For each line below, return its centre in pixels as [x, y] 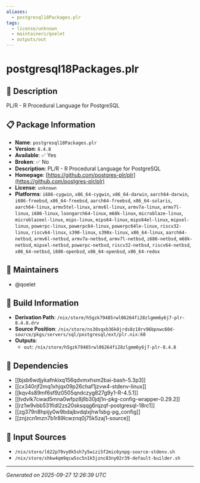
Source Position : [35, 329]
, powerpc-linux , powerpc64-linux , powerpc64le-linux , [93, 225]
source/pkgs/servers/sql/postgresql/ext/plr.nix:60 [80, 335]
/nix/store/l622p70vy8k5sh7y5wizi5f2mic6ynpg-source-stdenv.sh [95, 452]
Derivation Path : [35, 317]
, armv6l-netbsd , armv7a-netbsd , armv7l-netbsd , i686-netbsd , [104, 238]
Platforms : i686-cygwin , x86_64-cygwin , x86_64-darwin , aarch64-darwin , [102, 194]
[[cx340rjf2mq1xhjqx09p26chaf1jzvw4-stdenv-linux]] [81, 387]
